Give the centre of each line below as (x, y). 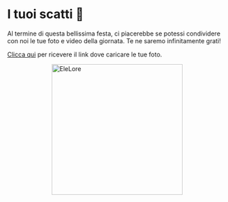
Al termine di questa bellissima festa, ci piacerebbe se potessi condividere (114, 33)
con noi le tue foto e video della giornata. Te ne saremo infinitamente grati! (114, 40)
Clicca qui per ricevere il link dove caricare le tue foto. (85, 54)
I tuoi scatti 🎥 (46, 14)
